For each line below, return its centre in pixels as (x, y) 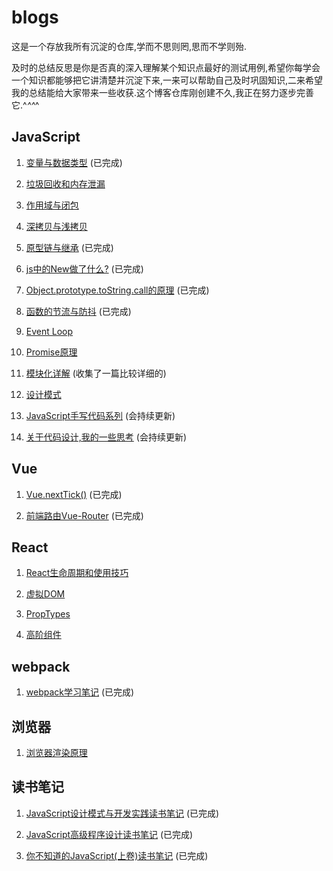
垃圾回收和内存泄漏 (65, 183)
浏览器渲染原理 (56, 752)
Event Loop (49, 331)
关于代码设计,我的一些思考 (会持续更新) (106, 437)
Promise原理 (51, 352)
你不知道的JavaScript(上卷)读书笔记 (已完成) (117, 855)
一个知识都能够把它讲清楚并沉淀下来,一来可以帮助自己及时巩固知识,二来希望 (167, 80)
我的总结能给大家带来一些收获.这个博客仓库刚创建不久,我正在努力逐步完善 (163, 92)
